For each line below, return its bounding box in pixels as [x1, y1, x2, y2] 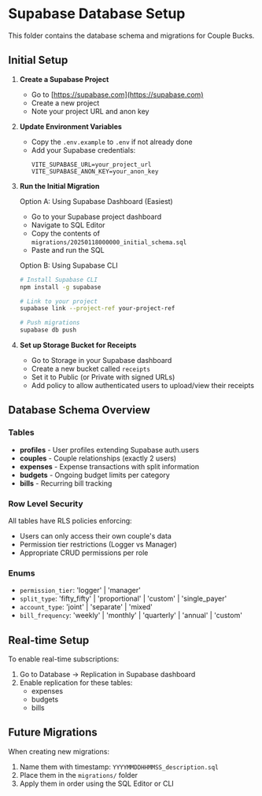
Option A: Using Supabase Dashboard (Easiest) [19, 196, 173, 205]
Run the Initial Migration [19, 181, 100, 191]
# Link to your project [19, 297, 98, 305]
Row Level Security [8, 498, 84, 509]
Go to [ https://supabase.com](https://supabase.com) [31, 90, 204, 99]
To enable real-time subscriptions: [8, 654, 120, 664]
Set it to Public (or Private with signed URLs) [31, 372, 175, 382]
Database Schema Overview [8, 403, 151, 417]
